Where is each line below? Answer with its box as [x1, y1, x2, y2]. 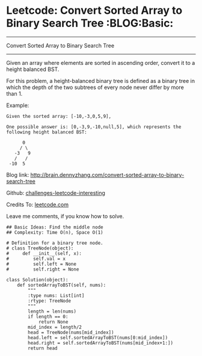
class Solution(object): [6, 277, 69, 283]
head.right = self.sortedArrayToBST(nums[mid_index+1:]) [28, 340, 173, 346]
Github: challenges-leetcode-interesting [6, 189, 105, 196]
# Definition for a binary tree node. [6, 240, 103, 246]
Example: [6, 102, 29, 109]
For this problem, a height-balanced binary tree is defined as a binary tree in [6, 77, 195, 84]
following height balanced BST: [6, 129, 87, 135]
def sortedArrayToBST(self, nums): [17, 282, 106, 288]
